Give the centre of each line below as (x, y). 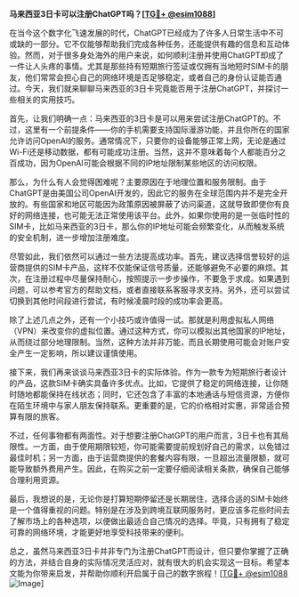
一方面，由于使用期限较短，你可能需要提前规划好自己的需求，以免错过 (161, 447)
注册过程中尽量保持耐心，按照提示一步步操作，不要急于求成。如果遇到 (161, 278)
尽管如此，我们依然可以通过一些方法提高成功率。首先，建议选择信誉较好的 (145, 256)
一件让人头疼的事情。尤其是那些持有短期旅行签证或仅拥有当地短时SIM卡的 (145, 66)
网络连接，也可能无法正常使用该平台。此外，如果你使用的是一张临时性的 (157, 215)
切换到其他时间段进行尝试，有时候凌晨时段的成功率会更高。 (118, 301)
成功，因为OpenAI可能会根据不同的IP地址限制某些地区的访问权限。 (139, 163)
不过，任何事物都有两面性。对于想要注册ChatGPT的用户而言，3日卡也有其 (145, 436)
